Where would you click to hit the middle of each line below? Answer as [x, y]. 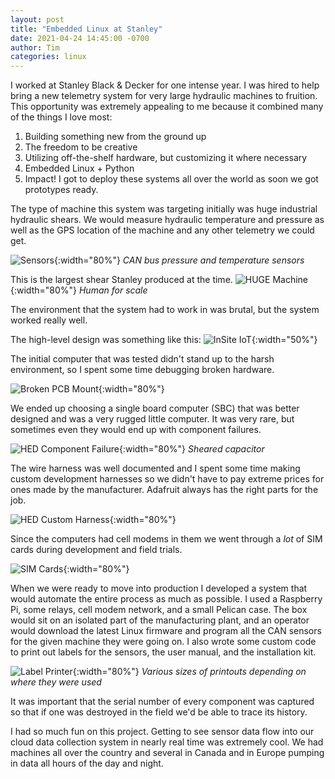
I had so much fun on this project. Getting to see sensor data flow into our [162, 732]
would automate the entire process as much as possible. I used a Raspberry [166, 599]
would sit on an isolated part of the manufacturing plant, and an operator [160, 620]
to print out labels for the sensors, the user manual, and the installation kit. [163, 652]
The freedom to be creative [81, 147]
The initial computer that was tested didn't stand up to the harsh [142, 359]
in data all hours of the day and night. [87, 763]
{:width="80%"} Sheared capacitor [191, 449]
